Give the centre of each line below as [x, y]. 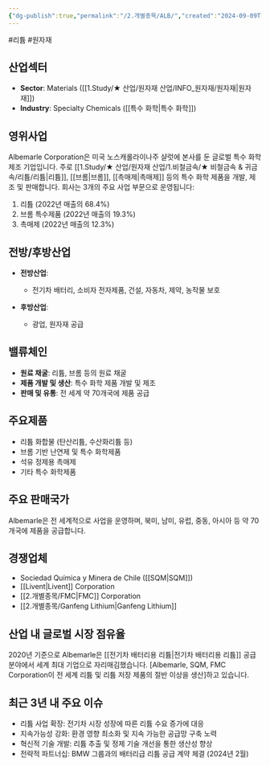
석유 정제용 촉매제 [48, 461]
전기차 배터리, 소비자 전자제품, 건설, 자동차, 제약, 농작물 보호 [126, 290]
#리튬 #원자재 [30, 39]
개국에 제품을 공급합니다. [47, 530]
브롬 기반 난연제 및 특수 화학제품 [70, 452]
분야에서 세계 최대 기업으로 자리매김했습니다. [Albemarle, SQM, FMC [117, 665]
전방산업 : [34, 273]
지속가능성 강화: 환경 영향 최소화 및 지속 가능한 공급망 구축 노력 [118, 733]
